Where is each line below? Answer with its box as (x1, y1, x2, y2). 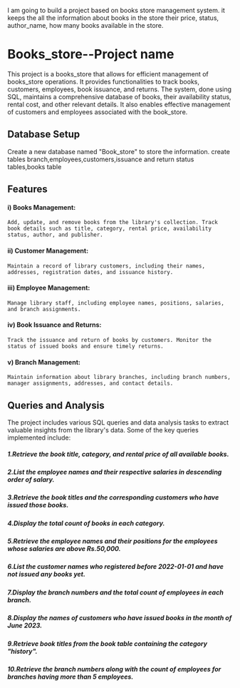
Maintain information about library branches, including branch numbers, (7, 374, 231, 381)
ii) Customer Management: (7, 246, 89, 255)
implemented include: (7, 433, 71, 442)
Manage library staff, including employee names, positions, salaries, (7, 299, 224, 306)
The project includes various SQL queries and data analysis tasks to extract (7, 418, 229, 427)
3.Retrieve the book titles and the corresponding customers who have (7, 493, 219, 502)
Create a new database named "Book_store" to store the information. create (7, 147, 230, 156)
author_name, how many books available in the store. (7, 21, 164, 29)
